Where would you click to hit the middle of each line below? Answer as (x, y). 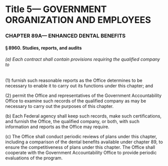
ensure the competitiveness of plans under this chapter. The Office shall (80, 147)
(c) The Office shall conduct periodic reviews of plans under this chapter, (81, 136)
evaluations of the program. (34, 158)
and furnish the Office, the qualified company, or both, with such (72, 121)
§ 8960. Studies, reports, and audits (44, 48)
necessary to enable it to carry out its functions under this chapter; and (79, 86)
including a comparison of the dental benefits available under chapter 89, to (84, 142)
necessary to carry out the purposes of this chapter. (60, 106)
